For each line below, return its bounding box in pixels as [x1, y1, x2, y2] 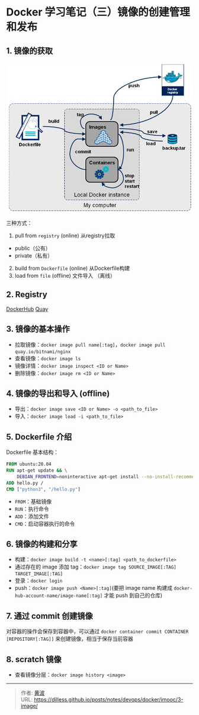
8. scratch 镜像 [6, 654, 62, 665]
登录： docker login [14, 577, 63, 584]
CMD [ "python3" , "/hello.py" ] [6, 486, 81, 492]
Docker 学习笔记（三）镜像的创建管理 [6, 5, 191, 19]
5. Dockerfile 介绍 [6, 431, 72, 442]
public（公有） [14, 244, 51, 252]
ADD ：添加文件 [14, 513, 49, 520]
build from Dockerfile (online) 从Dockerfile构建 [14, 265, 130, 272]
